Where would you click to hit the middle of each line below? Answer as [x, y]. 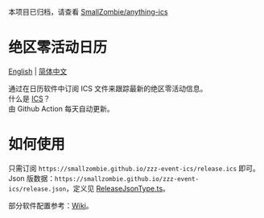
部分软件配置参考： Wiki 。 [51, 205]
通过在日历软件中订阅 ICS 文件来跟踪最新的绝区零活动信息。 [108, 88]
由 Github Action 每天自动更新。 [61, 108]
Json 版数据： [31, 178]
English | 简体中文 [38, 71]
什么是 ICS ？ [29, 99]
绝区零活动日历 [58, 48]
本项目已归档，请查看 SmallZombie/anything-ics [88, 12]
